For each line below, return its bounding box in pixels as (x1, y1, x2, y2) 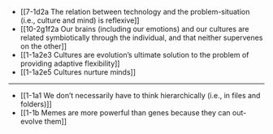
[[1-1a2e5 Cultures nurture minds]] (19, 67, 136, 76)
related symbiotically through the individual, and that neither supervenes (19, 32, 263, 42)
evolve (19, 117, 43, 126)
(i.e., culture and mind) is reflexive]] (19, 15, 140, 25)
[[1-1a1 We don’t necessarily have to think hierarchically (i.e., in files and (19, 91, 261, 100)
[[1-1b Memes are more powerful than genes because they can (19, 108, 231, 117)
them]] (44, 117, 67, 126)
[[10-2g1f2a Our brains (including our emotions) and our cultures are (19, 24, 249, 33)
